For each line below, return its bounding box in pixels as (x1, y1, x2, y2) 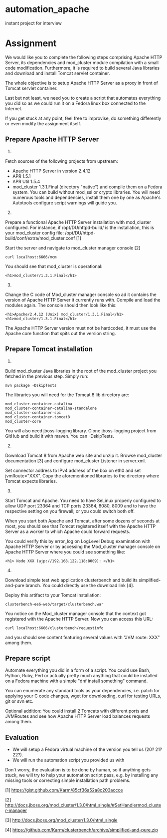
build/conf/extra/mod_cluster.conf (5, 235, 75, 241)
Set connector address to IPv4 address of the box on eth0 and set (5, 467, 141, 473)
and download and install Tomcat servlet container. (5, 70, 110, 76)
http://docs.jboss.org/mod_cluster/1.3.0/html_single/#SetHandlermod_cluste (5, 802, 162, 808)
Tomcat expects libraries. (5, 478, 57, 484)
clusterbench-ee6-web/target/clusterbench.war (5, 602, 104, 607)
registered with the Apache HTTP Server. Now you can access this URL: (5, 616, 154, 622)
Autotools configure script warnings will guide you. (12, 199, 117, 206)
